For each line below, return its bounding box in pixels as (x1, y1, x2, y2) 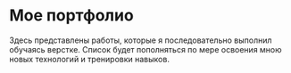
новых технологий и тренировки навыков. (9, 53, 170, 64)
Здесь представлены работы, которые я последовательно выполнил (9, 35, 272, 45)
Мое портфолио (9, 5, 134, 26)
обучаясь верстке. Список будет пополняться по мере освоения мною (9, 44, 283, 54)
